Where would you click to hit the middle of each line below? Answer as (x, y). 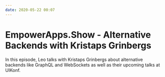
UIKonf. (13, 70)
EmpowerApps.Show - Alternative (78, 34)
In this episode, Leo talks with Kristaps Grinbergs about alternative (74, 59)
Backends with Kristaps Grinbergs (78, 45)
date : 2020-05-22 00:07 (30, 10)
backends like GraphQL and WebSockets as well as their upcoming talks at (82, 65)
